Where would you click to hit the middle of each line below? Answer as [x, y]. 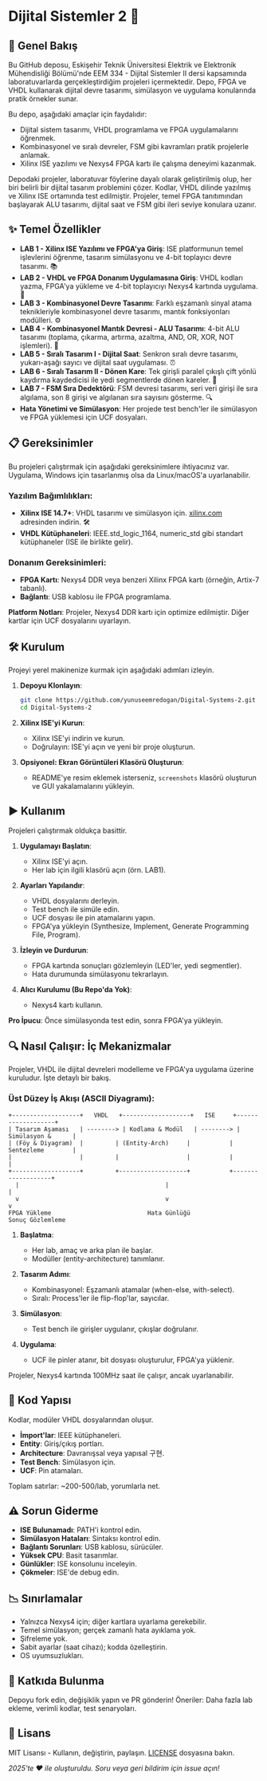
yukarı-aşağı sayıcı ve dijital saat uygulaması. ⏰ [98, 362]
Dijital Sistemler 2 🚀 [74, 16]
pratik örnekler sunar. [43, 99]
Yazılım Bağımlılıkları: [51, 495]
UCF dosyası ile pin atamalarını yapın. [93, 917]
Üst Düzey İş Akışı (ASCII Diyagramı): [82, 1098]
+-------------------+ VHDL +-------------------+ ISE [112, 1115]
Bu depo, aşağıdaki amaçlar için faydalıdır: [78, 114]
